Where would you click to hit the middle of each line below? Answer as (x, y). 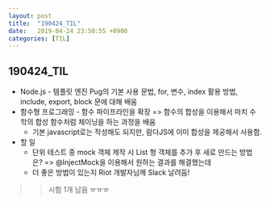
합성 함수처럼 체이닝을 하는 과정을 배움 (96, 122)
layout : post (30, 16)
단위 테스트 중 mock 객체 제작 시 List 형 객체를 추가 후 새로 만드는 (135, 152)
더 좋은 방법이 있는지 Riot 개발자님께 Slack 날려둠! (111, 173)
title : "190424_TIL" (45, 23)
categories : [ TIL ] (39, 38)
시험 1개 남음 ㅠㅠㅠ (79, 190)
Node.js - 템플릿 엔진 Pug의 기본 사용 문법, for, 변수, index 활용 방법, (129, 92)
